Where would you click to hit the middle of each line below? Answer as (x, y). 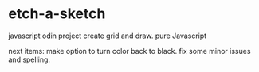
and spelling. (29, 59)
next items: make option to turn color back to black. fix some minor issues (129, 51)
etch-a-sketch (57, 14)
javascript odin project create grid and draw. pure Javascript (108, 36)
